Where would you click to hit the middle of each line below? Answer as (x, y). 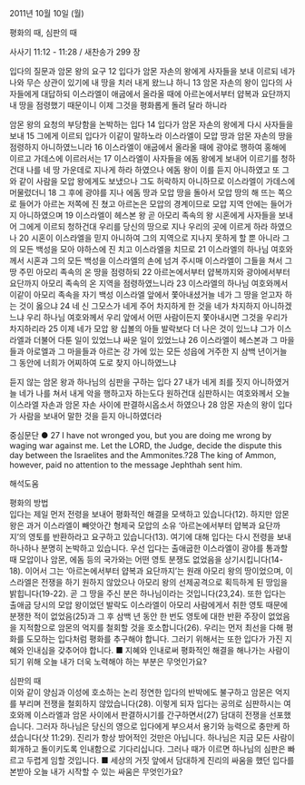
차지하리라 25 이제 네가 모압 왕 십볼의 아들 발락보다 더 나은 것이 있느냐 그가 (142, 329)
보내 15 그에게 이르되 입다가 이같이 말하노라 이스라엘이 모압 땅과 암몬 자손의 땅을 (151, 136)
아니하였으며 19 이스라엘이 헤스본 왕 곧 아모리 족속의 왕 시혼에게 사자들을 (148, 215)
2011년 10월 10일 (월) (47, 13)
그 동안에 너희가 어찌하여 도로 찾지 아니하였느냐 (93, 363)
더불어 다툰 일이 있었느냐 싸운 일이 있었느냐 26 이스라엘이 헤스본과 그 (156, 340)
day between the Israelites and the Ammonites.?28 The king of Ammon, (143, 455)
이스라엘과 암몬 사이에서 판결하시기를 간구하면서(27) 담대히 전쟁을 (150, 715)
